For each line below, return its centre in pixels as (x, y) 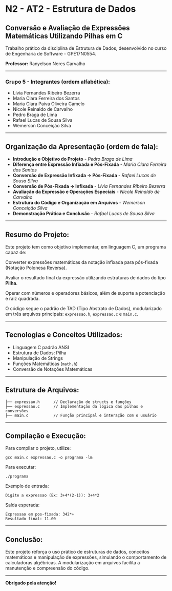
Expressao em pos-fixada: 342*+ (40, 514)
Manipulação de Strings (38, 358)
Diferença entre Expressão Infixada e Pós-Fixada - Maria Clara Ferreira (90, 164)
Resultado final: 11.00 (31, 519)
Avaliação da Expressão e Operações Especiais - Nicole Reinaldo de (86, 192)
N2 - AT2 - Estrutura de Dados (71, 9)
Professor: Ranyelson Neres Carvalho (45, 64)
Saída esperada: (23, 505)
